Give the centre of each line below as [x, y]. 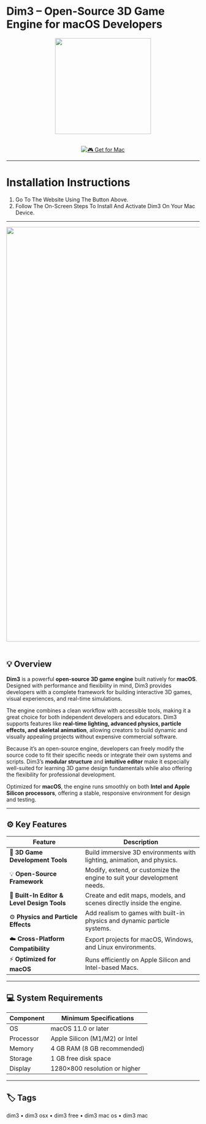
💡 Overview [29, 664]
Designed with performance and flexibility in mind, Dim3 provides [89, 685]
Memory [21, 1048]
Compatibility [30, 948]
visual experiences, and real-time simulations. [64, 698]
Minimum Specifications [97, 1018]
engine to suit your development [132, 878]
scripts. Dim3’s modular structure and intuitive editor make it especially [98, 761]
